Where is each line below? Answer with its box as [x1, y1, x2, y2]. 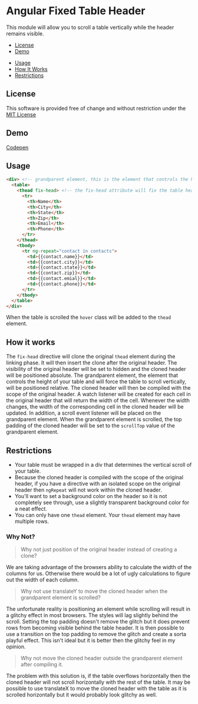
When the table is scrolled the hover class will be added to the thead [6, 314, 171, 321]
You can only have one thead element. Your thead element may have [14, 512, 181, 518]
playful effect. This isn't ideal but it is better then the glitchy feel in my [6, 637, 176, 644]
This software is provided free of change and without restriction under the [6, 105, 186, 112]
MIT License [6, 111, 37, 118]
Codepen [6, 144, 29, 151]
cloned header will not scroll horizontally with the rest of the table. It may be [6, 679, 190, 686]
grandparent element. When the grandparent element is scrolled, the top [6, 416, 182, 423]
